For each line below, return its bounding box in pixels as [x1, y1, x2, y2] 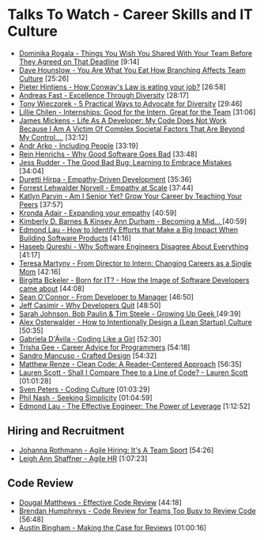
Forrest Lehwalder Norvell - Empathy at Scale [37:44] [18, 183, 194, 192]
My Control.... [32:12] [18, 132, 89, 142]
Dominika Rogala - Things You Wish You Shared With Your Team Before [18, 48, 253, 58]
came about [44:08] [18, 283, 85, 293]
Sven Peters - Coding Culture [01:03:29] [18, 384, 151, 394]
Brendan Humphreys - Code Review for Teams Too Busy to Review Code [18, 506, 256, 515]
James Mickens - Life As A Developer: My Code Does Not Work [18, 115, 227, 125]
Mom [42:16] [18, 266, 61, 276]
